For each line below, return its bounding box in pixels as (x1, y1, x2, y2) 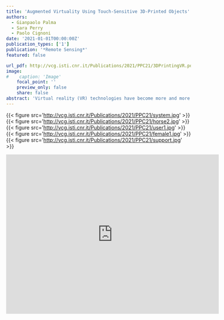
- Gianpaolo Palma (11, 19, 57, 25)
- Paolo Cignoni (11, 30, 51, 36)
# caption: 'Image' (6, 74, 62, 80)
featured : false (6, 52, 46, 58)
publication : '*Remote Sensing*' (6, 47, 88, 53)
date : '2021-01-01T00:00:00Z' (6, 36, 80, 42)
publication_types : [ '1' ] (6, 42, 69, 47)
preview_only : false (16, 84, 67, 91)
